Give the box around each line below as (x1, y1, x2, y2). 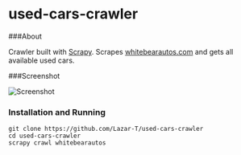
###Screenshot (8, 71, 60, 80)
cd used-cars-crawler (8, 132, 81, 141)
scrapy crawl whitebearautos (8, 139, 106, 147)
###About (8, 31, 43, 41)
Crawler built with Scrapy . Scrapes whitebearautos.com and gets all (8, 47, 234, 56)
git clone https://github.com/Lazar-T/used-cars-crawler (8, 125, 204, 133)
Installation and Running (8, 106, 106, 117)
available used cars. (8, 55, 75, 65)
